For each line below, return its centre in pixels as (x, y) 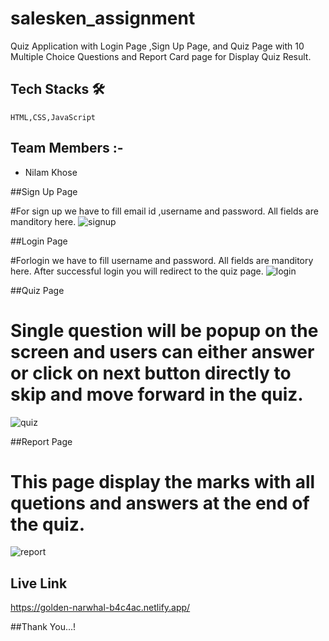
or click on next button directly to (151, 373)
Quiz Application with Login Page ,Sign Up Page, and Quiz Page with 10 (157, 46)
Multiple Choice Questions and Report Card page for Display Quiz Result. (161, 56)
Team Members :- (67, 148)
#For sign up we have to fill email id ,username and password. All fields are (164, 211)
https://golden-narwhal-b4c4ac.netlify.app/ (100, 608)
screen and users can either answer (162, 351)
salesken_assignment (103, 18)
